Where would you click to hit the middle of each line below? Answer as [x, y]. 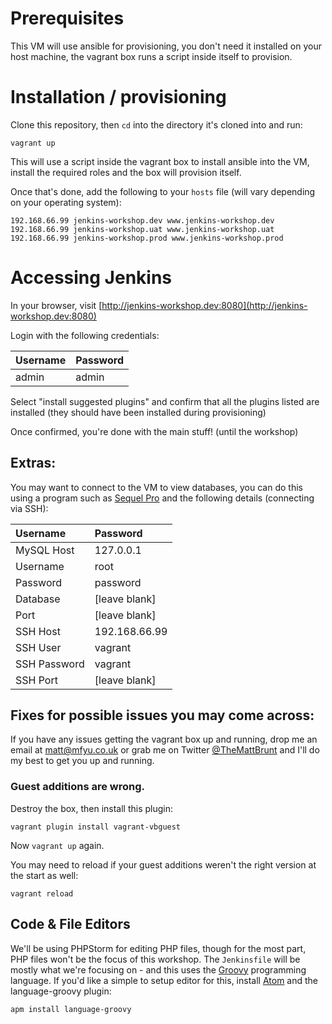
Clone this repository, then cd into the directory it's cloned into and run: [156, 124]
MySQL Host [45, 550]
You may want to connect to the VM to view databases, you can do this [156, 487]
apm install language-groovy [71, 1009]
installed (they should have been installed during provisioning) [138, 412]
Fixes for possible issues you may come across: [162, 715]
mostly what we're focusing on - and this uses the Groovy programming [158, 969]
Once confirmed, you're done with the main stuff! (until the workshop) [154, 431]
